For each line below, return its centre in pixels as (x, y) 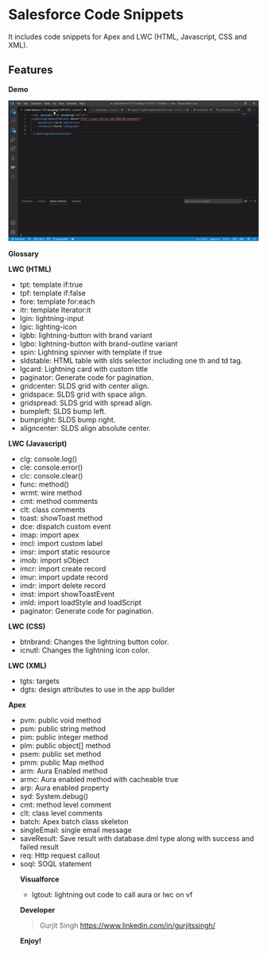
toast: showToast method (61, 517)
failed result (39, 846)
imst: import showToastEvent (67, 594)
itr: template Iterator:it (55, 310)
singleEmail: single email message (76, 830)
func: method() (44, 484)
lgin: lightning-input (52, 318)
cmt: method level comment (66, 804)
